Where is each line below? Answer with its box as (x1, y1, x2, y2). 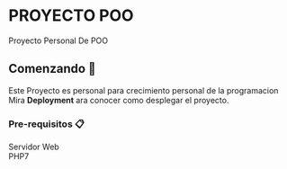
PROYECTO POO (8, 5, 134, 26)
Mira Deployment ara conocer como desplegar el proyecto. (8, 94, 229, 105)
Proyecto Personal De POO (8, 35, 109, 46)
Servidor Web (8, 141, 59, 153)
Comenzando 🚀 (8, 61, 96, 76)
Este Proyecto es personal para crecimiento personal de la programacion (8, 84, 279, 95)
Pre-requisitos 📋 (8, 118, 85, 130)
